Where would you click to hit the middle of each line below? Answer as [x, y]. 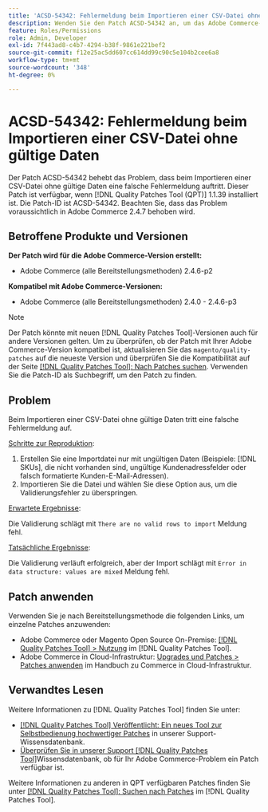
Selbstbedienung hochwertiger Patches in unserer [102, 733]
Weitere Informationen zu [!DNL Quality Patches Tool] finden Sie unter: [124, 709]
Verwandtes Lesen [56, 690]
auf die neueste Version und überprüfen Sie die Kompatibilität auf [143, 358]
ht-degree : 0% [32, 75]
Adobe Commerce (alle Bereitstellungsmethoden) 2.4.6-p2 [116, 271]
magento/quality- [222, 351]
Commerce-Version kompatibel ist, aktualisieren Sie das [100, 350]
